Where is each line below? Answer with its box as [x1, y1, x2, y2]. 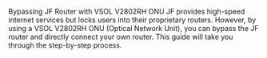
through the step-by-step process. [8, 41, 122, 50]
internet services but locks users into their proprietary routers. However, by [8, 15, 257, 25]
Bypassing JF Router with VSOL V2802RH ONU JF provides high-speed [8, 7, 245, 16]
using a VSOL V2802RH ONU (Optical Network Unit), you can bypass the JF [8, 24, 259, 33]
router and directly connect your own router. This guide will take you [8, 32, 233, 41]
